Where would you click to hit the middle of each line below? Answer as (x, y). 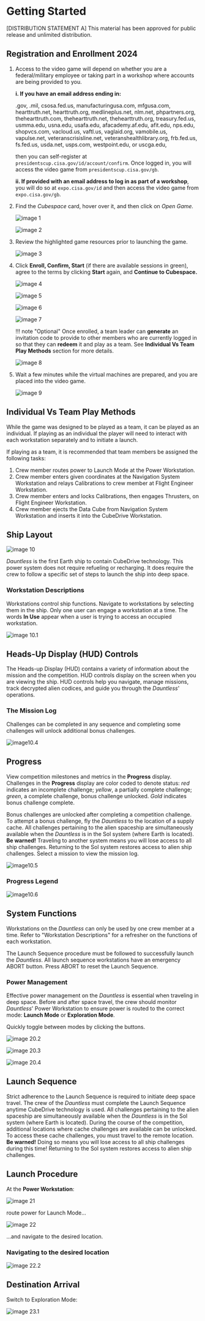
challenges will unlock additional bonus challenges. (71, 730)
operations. (21, 695)
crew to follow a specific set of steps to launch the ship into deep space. (98, 574)
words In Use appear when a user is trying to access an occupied (89, 616)
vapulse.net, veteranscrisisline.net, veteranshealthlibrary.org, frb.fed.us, (106, 138)
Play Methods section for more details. (65, 351)
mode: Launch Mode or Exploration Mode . (61, 1015)
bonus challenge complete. (41, 803)
